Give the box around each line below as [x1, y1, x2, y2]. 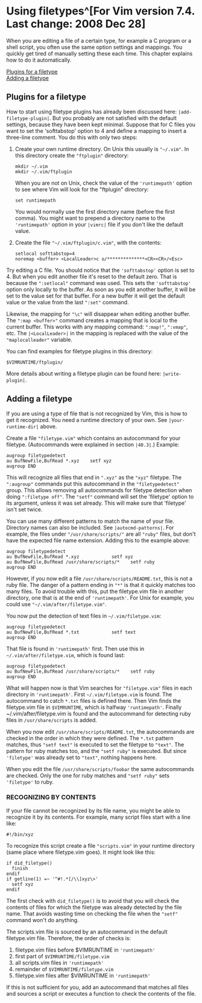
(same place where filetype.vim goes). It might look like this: [6, 848, 156, 856]
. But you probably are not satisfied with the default [49, 114, 177, 121]
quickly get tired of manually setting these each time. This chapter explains [6, 50, 193, 57]
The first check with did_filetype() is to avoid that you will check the [6, 897, 180, 904]
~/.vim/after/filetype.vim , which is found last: [6, 651, 125, 659]
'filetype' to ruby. [6, 778, 54, 786]
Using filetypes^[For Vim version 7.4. [6, 4, 195, 18]
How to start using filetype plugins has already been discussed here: [6, 107, 177, 115]
